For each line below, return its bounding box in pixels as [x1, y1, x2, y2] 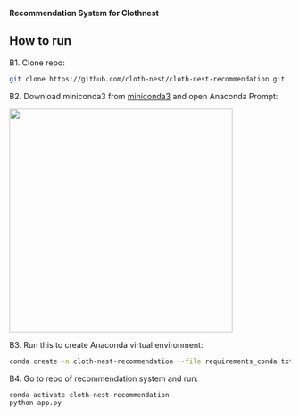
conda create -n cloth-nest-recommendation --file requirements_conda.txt [9, 357, 294, 366]
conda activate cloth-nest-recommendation [9, 390, 170, 399]
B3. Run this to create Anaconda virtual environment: [9, 339, 204, 350]
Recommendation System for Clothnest [9, 8, 159, 18]
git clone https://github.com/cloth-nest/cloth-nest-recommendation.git [9, 74, 286, 83]
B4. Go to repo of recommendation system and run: [9, 373, 199, 384]
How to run [9, 33, 72, 48]
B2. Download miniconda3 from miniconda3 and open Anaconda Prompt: [9, 90, 279, 101]
